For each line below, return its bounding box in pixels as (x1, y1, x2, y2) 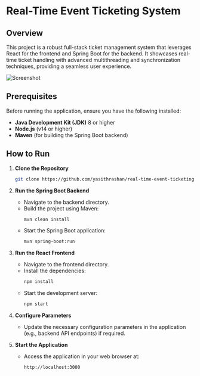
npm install (23, 279, 54, 285)
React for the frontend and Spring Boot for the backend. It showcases (6, 50, 178, 57)
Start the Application (14, 341, 68, 348)
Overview (6, 28, 44, 38)
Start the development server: (23, 290, 97, 297)
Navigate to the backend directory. (23, 198, 109, 206)
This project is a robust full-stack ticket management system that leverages (6, 43, 192, 51)
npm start (23, 301, 49, 307)
